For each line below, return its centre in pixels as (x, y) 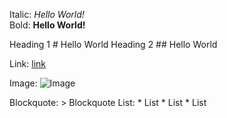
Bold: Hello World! (47, 25)
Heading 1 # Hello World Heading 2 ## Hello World (113, 44)
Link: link (27, 63)
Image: (23, 83)
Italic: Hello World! (47, 14)
